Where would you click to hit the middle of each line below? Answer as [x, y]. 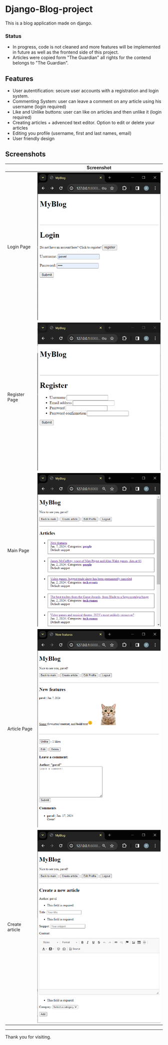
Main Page [18, 550]
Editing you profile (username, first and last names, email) [72, 133]
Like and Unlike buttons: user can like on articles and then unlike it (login [87, 112]
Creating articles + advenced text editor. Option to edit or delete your [83, 123]
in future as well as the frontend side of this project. [65, 52]
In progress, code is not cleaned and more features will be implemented [86, 47]
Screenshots [25, 154]
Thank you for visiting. [28, 1037]
